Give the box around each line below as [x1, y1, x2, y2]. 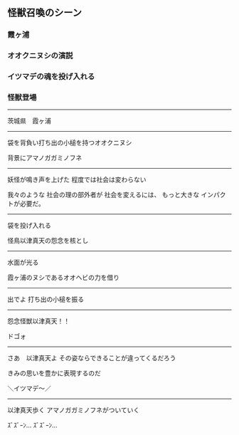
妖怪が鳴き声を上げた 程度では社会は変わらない [7, 175, 147, 184]
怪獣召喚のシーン [7, 6, 82, 19]
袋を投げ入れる [7, 221, 51, 230]
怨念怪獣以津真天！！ [7, 317, 70, 325]
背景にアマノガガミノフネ [7, 154, 83, 162]
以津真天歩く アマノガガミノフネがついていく [7, 406, 140, 414]
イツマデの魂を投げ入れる [7, 72, 95, 82]
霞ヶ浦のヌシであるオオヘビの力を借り [7, 273, 119, 282]
